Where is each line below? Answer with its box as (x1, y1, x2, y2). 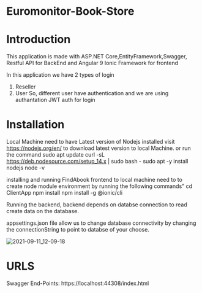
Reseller (15, 83, 36, 90)
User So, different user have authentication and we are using (15, 90, 169, 97)
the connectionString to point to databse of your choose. (6, 226, 150, 233)
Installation (6, 118, 65, 131)
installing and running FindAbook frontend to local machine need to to (6, 176, 182, 184)
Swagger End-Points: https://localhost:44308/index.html (6, 279, 149, 287)
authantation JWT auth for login (15, 96, 96, 104)
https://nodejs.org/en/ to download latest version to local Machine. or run (6, 144, 191, 152)
